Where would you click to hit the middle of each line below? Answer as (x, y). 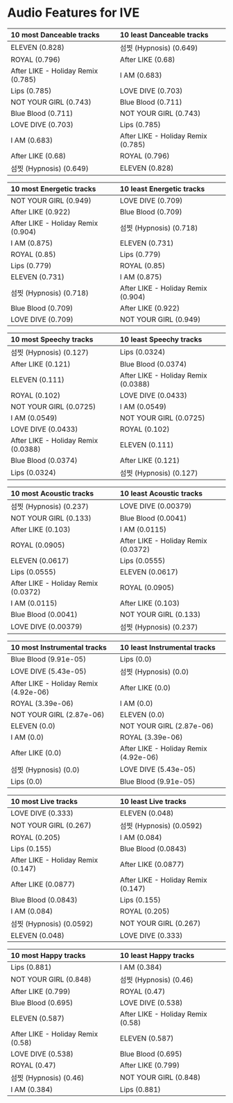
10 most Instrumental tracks (59, 647)
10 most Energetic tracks (53, 189)
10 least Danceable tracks (164, 35)
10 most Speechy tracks (52, 339)
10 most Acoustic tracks (52, 493)
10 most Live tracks (44, 801)
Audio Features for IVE (74, 13)
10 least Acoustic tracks (162, 493)
